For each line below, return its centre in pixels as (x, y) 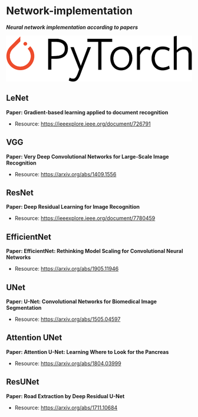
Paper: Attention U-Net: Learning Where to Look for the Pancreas (88, 352)
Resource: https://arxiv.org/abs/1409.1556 (65, 174)
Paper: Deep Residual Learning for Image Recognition (73, 207)
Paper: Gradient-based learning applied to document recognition (87, 112)
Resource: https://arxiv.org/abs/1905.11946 (67, 269)
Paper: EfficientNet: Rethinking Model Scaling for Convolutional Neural (95, 251)
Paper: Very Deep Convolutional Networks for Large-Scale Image (88, 156)
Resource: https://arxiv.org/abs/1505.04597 (67, 319)
